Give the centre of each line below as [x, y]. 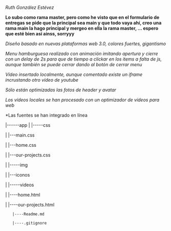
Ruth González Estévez [30, 7]
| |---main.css [20, 135]
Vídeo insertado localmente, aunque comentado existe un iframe [74, 74]
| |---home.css [21, 145]
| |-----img [17, 165]
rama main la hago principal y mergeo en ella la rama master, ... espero [82, 28]
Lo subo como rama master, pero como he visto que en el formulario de [82, 17]
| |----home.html [23, 195]
